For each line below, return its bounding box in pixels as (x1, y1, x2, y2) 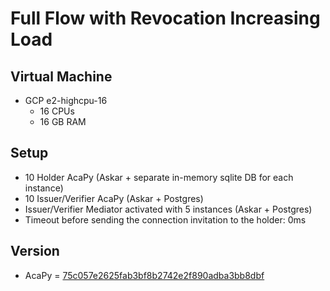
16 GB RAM (39, 116, 87, 127)
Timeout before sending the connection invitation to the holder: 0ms (24, 213, 307, 226)
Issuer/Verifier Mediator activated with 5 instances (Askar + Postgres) (24, 203, 313, 215)
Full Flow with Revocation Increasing (10, 7, 321, 30)
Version (10, 243, 60, 260)
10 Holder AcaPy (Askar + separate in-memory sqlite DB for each (24, 171, 294, 183)
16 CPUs (39, 105, 75, 117)
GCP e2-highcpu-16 (24, 95, 108, 106)
